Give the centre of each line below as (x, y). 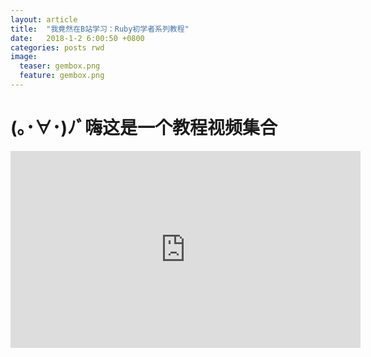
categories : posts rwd (57, 47)
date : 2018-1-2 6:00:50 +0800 (77, 38)
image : (24, 57)
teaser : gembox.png (60, 66)
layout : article (44, 19)
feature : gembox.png (62, 76)
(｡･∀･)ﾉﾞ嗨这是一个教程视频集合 (144, 128)
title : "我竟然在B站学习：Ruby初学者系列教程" (100, 29)
